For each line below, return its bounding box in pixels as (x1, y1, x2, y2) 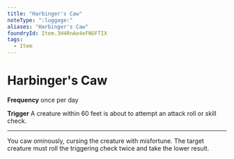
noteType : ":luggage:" (7, 17, 73, 24)
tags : (7, 36, 23, 43)
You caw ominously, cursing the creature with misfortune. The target (7, 137, 204, 145)
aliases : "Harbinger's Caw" (7, 23, 89, 30)
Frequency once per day (7, 96, 79, 104)
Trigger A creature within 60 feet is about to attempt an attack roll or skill (7, 109, 217, 117)
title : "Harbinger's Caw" (7, 10, 82, 17)
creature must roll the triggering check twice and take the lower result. (7, 144, 210, 152)
